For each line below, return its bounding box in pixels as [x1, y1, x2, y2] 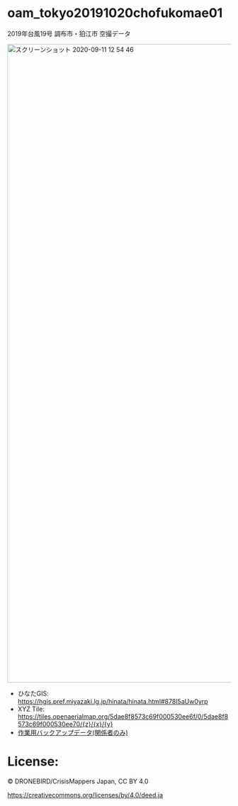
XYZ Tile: [17, 705, 45, 713]
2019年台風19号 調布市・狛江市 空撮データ [7, 29, 131, 38]
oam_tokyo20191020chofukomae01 [7, 5, 223, 21]
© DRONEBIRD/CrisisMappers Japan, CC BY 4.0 [7, 777, 149, 785]
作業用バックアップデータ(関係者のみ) [17, 728, 129, 736]
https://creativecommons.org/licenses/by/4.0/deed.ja [7, 790, 164, 799]
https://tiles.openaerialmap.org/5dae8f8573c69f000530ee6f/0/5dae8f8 [17, 712, 229, 721]
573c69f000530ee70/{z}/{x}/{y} [17, 719, 113, 728]
